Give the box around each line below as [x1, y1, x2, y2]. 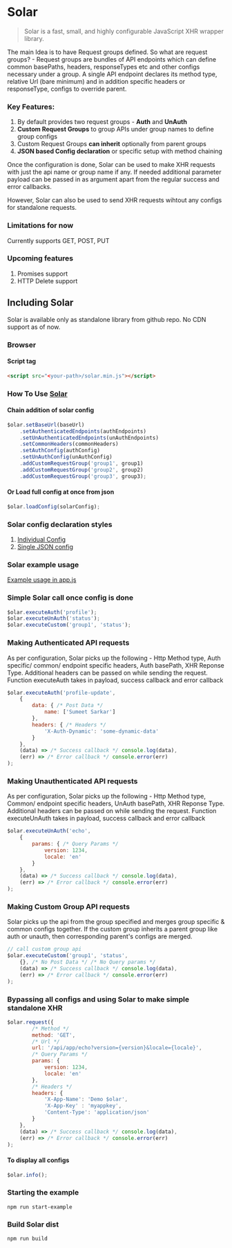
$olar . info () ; [7, 1171, 48, 1178]
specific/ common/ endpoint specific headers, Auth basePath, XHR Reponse [7, 661, 224, 669]
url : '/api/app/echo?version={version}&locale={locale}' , [32, 1044, 202, 1051]
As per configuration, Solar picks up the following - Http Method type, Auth [7, 654, 221, 662]
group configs [17, 132, 57, 141]
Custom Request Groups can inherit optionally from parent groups [17, 140, 207, 148]
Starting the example [7, 1188, 79, 1197]
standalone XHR [7, 1003, 64, 1013]
